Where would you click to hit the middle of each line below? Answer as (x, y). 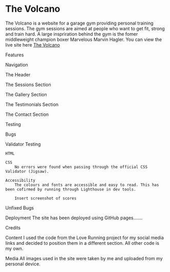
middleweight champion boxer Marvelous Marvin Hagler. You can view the (84, 39)
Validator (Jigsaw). (27, 171)
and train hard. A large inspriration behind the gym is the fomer (72, 34)
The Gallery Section (26, 94)
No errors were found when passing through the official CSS (81, 167)
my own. (14, 248)
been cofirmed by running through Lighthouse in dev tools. (71, 189)
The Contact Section (27, 114)
